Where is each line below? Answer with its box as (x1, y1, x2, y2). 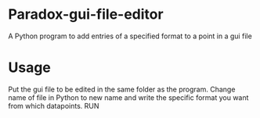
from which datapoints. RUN (8, 101, 99, 110)
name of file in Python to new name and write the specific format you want (8, 92, 249, 102)
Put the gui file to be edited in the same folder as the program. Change (8, 84, 236, 94)
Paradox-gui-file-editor (8, 5, 164, 23)
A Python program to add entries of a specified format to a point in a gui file (8, 31, 252, 41)
